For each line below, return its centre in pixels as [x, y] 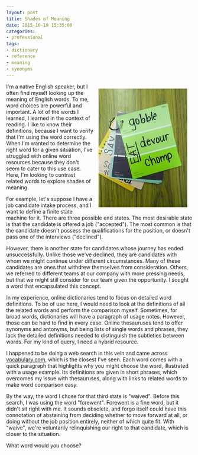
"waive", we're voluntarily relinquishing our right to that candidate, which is [97, 428]
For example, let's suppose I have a [49, 199]
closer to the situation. [33, 434]
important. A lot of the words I [43, 112]
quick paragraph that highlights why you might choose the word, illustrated [98, 365]
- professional [25, 38]
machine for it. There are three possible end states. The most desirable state [99, 218]
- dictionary [22, 50]
